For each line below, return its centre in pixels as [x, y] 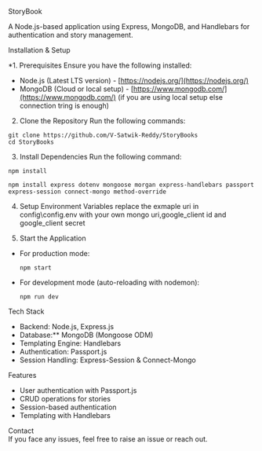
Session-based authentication [68, 407]
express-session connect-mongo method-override [87, 192]
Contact [21, 431]
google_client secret [52, 223]
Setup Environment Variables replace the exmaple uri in [109, 206]
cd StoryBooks [31, 142]
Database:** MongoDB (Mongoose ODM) [86, 335]
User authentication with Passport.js [78, 390]
